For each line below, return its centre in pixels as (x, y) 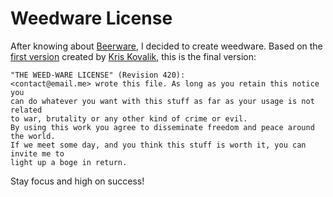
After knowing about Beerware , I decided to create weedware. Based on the (166, 46)
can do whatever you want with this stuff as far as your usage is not (162, 101)
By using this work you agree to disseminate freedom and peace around (162, 127)
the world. (33, 136)
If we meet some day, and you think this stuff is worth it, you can (158, 145)
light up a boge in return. (69, 162)
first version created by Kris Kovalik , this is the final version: (133, 56)
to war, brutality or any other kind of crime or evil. (129, 118)
